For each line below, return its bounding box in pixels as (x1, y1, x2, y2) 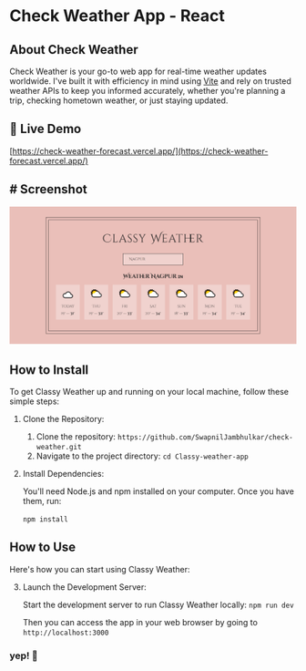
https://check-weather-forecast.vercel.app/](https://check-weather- (12, 145, 269, 156)
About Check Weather (9, 42, 138, 57)
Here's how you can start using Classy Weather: (9, 563, 190, 574)
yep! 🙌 (9, 649, 38, 662)
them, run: (22, 496, 62, 507)
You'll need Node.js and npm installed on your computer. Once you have (22, 486, 294, 497)
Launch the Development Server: (22, 581, 148, 593)
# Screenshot (9, 181, 88, 197)
